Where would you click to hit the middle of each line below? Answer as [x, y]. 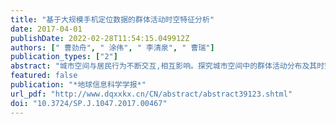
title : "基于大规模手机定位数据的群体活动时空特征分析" [112, 19]
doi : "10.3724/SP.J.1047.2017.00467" [89, 103]
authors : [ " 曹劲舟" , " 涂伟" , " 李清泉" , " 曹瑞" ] [112, 47]
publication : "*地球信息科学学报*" [78, 85]
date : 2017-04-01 [46, 29]
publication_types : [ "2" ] [64, 57]
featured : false [44, 76]
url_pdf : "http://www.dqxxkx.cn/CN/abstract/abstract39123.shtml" [151, 94]
